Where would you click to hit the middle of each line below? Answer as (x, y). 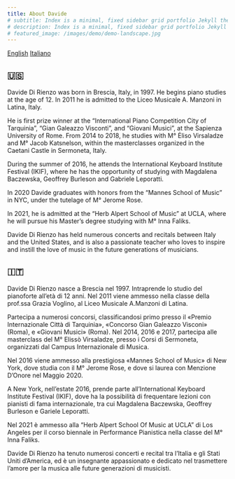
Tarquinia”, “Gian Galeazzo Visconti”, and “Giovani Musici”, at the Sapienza (115, 128)
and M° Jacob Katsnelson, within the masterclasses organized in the (106, 143)
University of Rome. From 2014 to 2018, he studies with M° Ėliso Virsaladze (115, 136)
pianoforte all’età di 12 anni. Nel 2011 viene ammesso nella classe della (108, 296)
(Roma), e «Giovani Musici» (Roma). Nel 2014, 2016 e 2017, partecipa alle (112, 332)
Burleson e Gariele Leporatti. (49, 411)
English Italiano (29, 53)
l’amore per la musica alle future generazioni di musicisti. (89, 468)
